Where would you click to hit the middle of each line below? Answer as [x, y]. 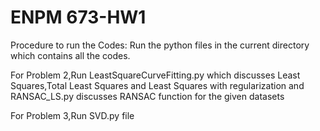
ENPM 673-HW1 [78, 17]
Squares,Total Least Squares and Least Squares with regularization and [157, 85]
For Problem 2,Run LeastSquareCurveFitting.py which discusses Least [155, 75]
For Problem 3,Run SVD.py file [72, 115]
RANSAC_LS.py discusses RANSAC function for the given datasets [147, 96]
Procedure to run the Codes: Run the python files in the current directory [160, 45]
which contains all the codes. [70, 55]
